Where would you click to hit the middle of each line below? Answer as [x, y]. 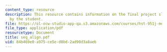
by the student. [26, 19]
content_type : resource [30, 10]
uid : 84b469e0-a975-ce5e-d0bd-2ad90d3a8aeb [51, 42]
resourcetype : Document [30, 33]
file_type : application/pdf [34, 28]
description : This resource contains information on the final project [81, 14]
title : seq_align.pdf [28, 38]
